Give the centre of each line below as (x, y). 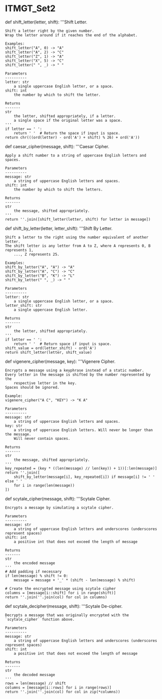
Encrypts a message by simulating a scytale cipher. (59, 508)
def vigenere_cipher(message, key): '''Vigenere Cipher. (60, 361)
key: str (14, 426)
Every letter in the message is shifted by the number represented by (78, 375)
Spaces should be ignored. (32, 387)
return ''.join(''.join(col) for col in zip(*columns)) (63, 692)
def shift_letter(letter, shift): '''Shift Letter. (46, 22)
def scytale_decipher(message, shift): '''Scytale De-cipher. (64, 606)
